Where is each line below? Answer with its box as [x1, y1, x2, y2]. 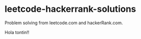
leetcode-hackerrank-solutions [4, 3, 137, 15]
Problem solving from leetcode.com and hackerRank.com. [4, 20, 123, 26]
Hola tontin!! [4, 29, 30, 35]
